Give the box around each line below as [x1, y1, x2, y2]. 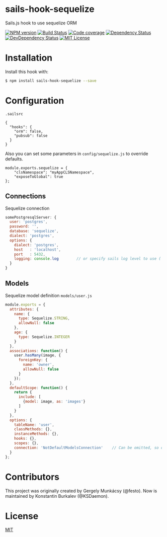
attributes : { [9, 307, 39, 311]
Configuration [5, 95, 65, 106]
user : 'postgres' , [9, 220, 48, 225]
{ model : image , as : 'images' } [23, 399, 85, 404]
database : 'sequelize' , [9, 229, 59, 234]
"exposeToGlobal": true [14, 174, 64, 179]
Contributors [5, 471, 60, 482]
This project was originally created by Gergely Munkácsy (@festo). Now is [5, 488, 158, 494]
